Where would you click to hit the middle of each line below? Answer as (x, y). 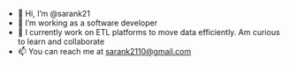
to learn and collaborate (61, 41)
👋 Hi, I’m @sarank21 (54, 14)
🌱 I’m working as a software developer (87, 23)
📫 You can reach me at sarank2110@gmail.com (104, 51)
